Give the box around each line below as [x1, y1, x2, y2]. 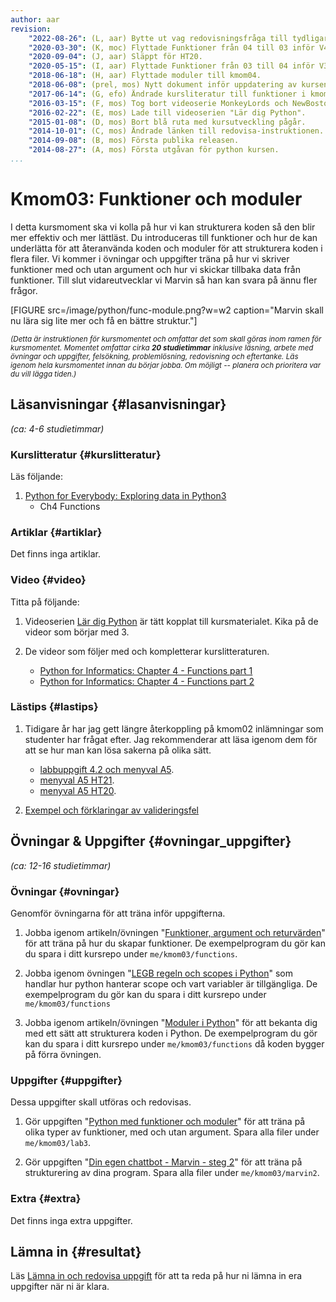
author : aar [10, 14, 60, 25]
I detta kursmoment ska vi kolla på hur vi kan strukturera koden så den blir [10, 221, 316, 233]
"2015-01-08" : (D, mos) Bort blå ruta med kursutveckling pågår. [28, 117, 307, 127]
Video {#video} [10, 573, 87, 587]
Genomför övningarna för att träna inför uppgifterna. [10, 907, 226, 919]
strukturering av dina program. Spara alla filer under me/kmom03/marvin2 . [24, 1167, 320, 1179]
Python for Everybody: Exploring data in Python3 [24, 489, 227, 501]
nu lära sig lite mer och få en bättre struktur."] [10, 314, 198, 326]
